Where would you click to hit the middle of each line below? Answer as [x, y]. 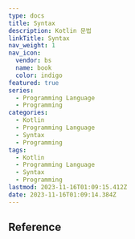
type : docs [27, 16]
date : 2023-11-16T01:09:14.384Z [62, 194]
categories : [28, 113]
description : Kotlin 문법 [50, 30]
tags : [17, 150]
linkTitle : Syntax [39, 38]
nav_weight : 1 [32, 46]
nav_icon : [25, 53]
